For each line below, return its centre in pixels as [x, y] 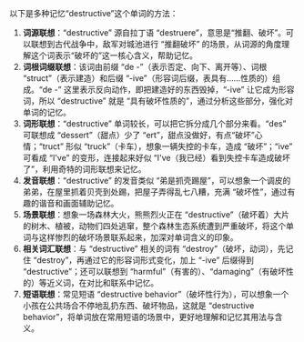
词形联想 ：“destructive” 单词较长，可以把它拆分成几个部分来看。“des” [154, 124]
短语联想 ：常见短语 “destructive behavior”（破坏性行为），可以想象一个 [156, 294]
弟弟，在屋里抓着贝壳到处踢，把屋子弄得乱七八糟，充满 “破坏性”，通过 [155, 192]
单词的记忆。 [46, 112]
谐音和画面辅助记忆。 [79, 203]
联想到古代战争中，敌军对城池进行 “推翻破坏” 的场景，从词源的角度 [156, 44]
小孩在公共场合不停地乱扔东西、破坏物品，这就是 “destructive [138, 306]
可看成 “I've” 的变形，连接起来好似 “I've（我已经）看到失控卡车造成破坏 [157, 158]
